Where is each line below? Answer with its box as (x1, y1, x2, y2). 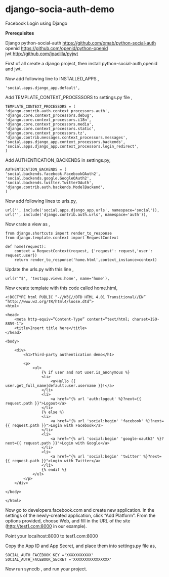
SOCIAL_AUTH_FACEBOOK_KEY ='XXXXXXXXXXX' (5, 552, 94, 557)
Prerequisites (5, 30, 34, 36)
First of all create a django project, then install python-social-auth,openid (5, 60, 158, 66)
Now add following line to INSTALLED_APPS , (5, 75, 100, 81)
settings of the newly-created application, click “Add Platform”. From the (5, 512, 156, 518)
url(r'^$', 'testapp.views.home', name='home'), (5, 276, 110, 281)
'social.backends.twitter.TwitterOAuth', (5, 180, 94, 185)
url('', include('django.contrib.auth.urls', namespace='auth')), (5, 212, 148, 217)
